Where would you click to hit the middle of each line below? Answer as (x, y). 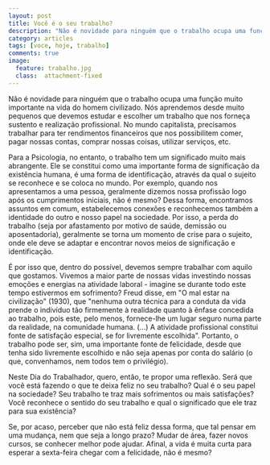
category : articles (41, 38)
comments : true (34, 53)
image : (19, 61)
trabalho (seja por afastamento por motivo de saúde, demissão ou (118, 226)
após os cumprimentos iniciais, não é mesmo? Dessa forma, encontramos (131, 200)
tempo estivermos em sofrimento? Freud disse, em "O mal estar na (119, 293)
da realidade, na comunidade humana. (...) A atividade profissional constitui (133, 326)
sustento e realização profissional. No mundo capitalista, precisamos (123, 124)
